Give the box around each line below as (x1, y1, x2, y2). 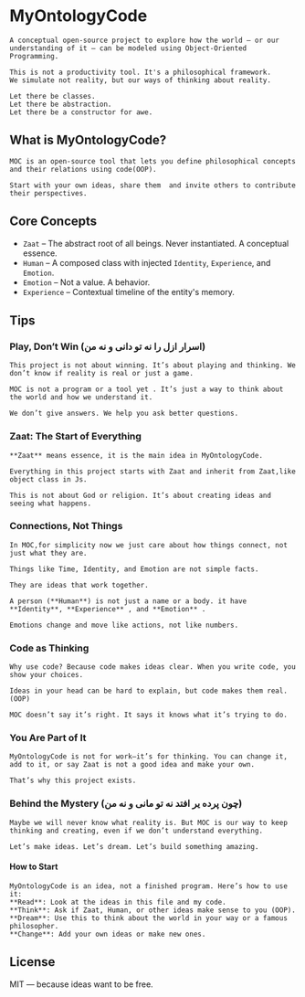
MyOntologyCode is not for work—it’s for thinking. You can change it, (9, 752, 288, 761)
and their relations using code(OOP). (9, 164, 157, 174)
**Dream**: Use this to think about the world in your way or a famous (9, 913, 288, 923)
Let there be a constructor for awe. (9, 107, 153, 117)
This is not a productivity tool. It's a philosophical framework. (9, 68, 272, 77)
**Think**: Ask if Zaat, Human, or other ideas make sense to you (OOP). (9, 906, 297, 915)
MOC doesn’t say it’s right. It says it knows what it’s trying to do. (9, 710, 288, 720)
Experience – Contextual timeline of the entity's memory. (22, 286, 235, 297)
